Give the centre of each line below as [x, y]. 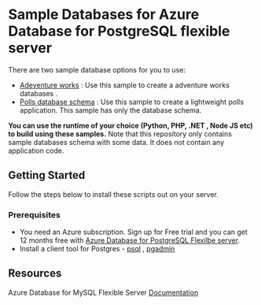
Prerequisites [34, 214]
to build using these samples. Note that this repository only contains [120, 134]
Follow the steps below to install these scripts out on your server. [113, 194]
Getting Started [47, 175]
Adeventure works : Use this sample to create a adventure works [125, 85]
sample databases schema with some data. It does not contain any [116, 142]
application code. [36, 151]
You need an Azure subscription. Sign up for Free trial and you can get [133, 232]
